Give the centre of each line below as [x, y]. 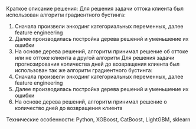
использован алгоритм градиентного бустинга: [66, 15]
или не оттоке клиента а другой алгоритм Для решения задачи [94, 58]
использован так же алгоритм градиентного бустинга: [84, 70]
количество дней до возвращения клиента [68, 108]
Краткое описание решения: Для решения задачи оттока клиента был [95, 9]
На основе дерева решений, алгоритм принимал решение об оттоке [101, 51]
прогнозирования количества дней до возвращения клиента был [97, 64]
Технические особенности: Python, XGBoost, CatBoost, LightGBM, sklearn [98, 120]
